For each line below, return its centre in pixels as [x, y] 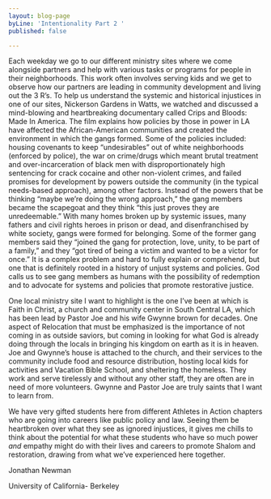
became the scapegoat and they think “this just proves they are [114, 208]
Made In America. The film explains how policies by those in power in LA [129, 122]
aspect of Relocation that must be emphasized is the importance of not [127, 327]
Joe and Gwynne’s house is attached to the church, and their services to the [135, 353]
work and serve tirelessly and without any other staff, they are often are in [131, 379]
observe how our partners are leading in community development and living [135, 87]
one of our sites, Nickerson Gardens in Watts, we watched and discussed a [133, 104]
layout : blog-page [39, 16]
